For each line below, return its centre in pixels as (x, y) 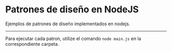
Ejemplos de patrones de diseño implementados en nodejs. (68, 24)
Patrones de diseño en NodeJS (72, 10)
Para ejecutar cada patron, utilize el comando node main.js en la (73, 38)
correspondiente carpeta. (32, 44)
